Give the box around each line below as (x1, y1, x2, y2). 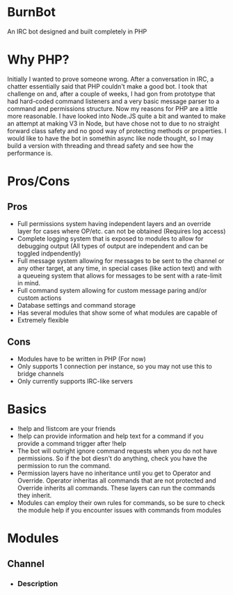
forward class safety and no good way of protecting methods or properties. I (7, 126, 227, 135)
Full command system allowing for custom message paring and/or (17, 286, 207, 294)
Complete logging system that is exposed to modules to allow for (17, 234, 204, 243)
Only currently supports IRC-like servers (17, 377, 134, 385)
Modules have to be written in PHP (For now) (17, 354, 146, 363)
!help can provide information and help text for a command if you (17, 432, 204, 440)
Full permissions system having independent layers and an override (17, 219, 211, 227)
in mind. (17, 278, 40, 287)
